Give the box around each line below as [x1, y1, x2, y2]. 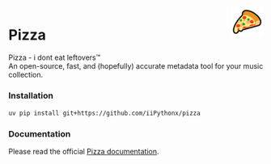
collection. [8, 69, 44, 79]
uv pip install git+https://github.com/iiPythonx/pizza [8, 109, 201, 118]
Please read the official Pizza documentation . [8, 147, 159, 157]
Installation [8, 90, 54, 101]
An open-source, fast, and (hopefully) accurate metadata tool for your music [8, 61, 264, 70]
